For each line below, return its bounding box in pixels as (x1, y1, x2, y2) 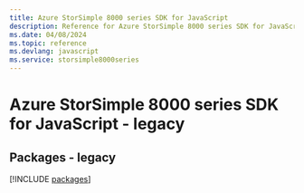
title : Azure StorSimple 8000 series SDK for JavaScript (9, 13, 229, 23)
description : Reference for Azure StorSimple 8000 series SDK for (9, 22, 265, 31)
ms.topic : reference (9, 38, 88, 48)
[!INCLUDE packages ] (9, 174, 91, 184)
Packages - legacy (9, 150, 116, 165)
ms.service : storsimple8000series (9, 55, 140, 64)
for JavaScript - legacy (9, 114, 185, 134)
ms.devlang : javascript (9, 47, 100, 56)
